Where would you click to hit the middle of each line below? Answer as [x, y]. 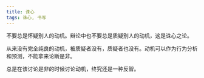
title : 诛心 [20, 12]
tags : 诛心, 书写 [26, 18]
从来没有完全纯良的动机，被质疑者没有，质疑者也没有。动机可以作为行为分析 [102, 48]
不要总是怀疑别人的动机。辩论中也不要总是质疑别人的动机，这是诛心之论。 [99, 35]
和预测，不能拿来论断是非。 [41, 56]
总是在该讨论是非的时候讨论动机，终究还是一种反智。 [73, 69]
